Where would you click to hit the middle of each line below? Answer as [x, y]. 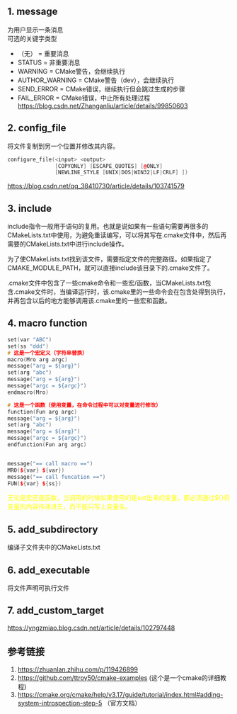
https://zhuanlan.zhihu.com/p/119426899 [77, 669]
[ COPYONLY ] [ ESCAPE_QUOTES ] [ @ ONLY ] [109, 166]
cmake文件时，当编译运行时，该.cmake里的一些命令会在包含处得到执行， [122, 292]
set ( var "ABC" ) [30, 339]
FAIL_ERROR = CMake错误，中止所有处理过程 [84, 98]
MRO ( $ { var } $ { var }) [36, 470]
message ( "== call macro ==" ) [50, 463]
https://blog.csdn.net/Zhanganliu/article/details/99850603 [103, 106]
